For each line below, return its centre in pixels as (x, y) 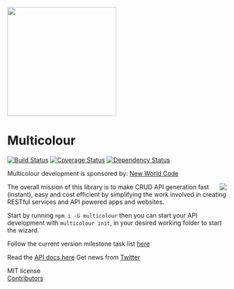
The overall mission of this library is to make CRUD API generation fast (108, 187)
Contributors (25, 278)
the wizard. (23, 230)
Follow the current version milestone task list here (79, 244)
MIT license (24, 271)
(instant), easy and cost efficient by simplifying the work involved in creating (117, 194)
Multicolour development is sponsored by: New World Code (93, 173)
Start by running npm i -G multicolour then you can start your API (102, 215)
